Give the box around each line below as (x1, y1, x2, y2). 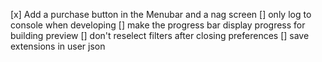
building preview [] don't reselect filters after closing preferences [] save (10, 30, 310, 41)
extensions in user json (10, 40, 106, 52)
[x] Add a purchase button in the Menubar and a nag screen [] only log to (10, 9, 312, 20)
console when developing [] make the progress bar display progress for (10, 19, 306, 31)
